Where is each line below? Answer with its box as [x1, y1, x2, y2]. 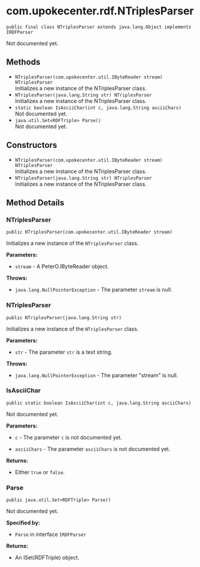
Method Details [6, 198, 65, 208]
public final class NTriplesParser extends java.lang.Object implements [6, 24, 192, 30]
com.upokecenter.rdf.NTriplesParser [6, 4, 194, 18]
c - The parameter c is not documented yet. [14, 433, 123, 441]
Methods [6, 57, 41, 67]
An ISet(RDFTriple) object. [14, 554, 80, 561]
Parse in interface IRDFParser [14, 531, 87, 538]
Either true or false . [14, 468, 65, 475]
